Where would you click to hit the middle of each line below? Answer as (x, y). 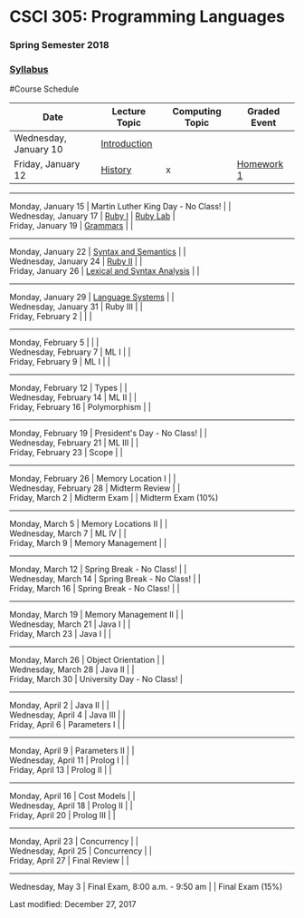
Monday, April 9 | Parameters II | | (72, 751)
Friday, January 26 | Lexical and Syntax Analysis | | (104, 271)
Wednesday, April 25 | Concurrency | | (81, 851)
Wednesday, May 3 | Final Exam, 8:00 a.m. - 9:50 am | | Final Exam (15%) (146, 887)
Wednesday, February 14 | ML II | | (73, 397)
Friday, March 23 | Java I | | (60, 634)
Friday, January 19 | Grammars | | (71, 226)
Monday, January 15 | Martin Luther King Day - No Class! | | (120, 207)
